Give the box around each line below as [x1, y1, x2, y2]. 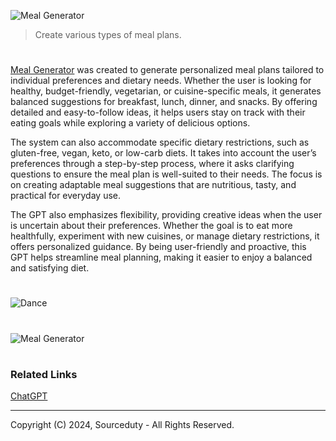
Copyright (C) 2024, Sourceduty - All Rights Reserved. [10, 419, 235, 431]
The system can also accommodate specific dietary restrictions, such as [10, 136, 310, 149]
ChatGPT [10, 390, 48, 402]
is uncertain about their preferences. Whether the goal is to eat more [10, 220, 293, 232]
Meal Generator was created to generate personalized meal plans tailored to [10, 64, 325, 76]
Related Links [10, 367, 78, 381]
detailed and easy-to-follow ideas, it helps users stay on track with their [10, 106, 306, 119]
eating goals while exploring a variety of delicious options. [10, 117, 251, 129]
